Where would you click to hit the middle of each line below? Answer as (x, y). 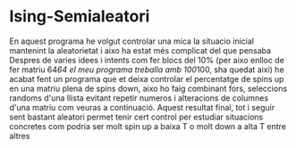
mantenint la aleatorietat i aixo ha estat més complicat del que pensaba (140, 50)
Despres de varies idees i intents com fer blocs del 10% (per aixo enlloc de (147, 60)
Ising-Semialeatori (80, 16)
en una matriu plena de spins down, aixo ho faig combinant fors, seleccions (148, 88)
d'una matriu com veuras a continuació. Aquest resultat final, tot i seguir (142, 107)
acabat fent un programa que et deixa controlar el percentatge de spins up (147, 78)
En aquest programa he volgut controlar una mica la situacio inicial (132, 41)
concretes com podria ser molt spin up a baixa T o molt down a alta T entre (148, 126)
